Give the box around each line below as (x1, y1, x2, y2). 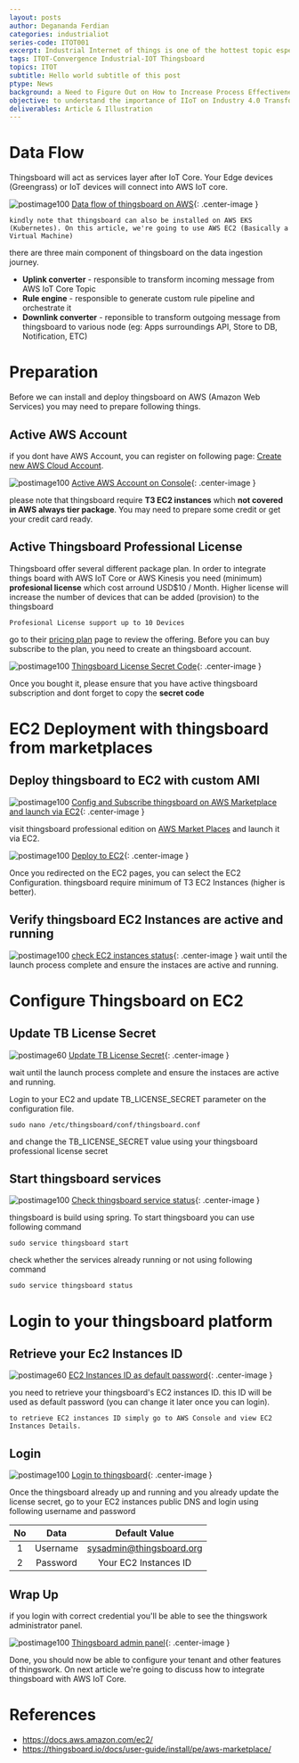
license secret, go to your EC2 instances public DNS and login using (9, 1496, 259, 1507)
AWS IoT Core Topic (21, 284, 96, 294)
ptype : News (9, 79, 53, 88)
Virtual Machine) (9, 232, 74, 241)
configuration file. (9, 1103, 74, 1114)
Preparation (9, 362, 99, 383)
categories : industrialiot (9, 29, 109, 38)
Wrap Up (9, 1586, 60, 1602)
